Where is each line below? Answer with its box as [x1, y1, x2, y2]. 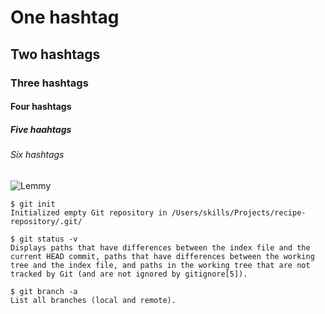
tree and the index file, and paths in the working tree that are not [10, 260, 311, 270]
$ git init [10, 199, 56, 209]
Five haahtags [10, 123, 72, 135]
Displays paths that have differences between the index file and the [10, 242, 311, 253]
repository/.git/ [10, 216, 83, 226]
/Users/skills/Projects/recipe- [171, 207, 307, 218]
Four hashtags [10, 101, 72, 113]
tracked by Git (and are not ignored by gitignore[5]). [10, 269, 248, 279]
